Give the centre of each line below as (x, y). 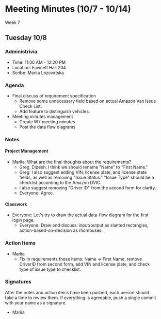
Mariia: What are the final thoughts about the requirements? (72, 162)
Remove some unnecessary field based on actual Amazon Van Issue (88, 101)
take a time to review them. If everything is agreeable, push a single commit (80, 298)
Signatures (18, 282)
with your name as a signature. (36, 302)
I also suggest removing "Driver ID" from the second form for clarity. (88, 188)
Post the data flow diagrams (47, 127)
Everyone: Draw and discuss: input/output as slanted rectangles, (84, 225)
